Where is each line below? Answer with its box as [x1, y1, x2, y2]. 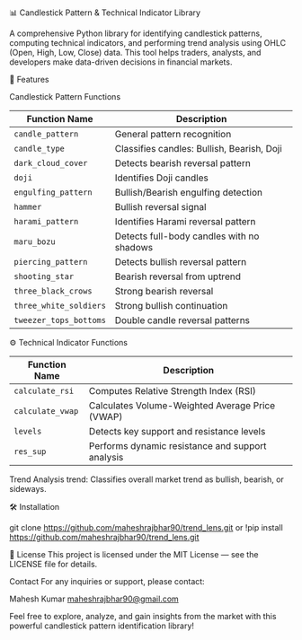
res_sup [13, 447, 47, 456]
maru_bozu [13, 237, 56, 247]
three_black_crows [13, 286, 93, 296]
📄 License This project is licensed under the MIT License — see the [9, 549, 259, 559]
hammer [13, 202, 42, 212]
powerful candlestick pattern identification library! [9, 620, 195, 631]
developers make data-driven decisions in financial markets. [9, 57, 233, 67]
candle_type [13, 144, 66, 153]
